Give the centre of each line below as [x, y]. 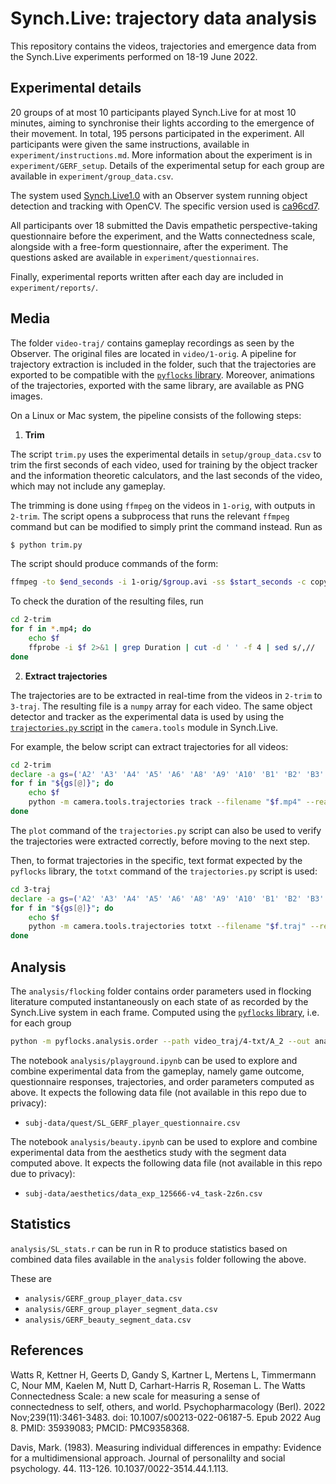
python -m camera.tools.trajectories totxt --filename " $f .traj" [167, 927]
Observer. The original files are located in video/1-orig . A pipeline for [153, 353]
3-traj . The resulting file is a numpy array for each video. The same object [161, 706]
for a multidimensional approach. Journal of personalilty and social [148, 1458]
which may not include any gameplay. [88, 486]
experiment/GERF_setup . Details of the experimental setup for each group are [167, 165]
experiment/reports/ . [54, 287]
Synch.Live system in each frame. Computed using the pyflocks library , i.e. [165, 1012]
